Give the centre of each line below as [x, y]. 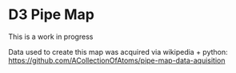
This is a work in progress [51, 36]
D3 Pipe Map [51, 15]
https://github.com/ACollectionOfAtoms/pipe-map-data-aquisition [117, 60]
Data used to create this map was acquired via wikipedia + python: [118, 52]
